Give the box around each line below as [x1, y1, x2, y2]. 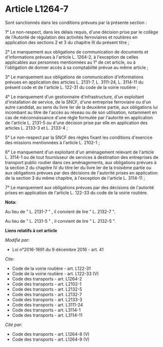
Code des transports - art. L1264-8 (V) [12, 331, 90, 337]
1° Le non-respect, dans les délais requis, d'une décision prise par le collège [5, 29, 158, 35]
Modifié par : [5, 237, 30, 243]
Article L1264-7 [5, 3, 69, 15]
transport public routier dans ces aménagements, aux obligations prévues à [5, 159, 157, 165]
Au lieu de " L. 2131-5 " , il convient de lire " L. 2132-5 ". [5, 218, 116, 224]
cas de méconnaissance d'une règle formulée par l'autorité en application [5, 114, 153, 120]
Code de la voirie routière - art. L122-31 [12, 265, 91, 271]
